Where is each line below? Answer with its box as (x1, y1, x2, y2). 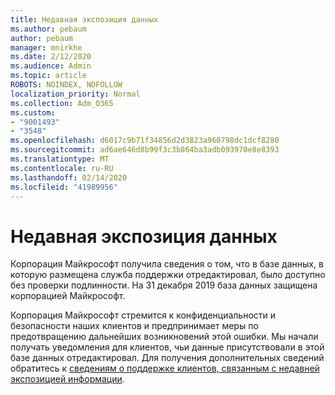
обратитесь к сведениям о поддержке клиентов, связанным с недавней (10, 362, 320, 375)
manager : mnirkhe (10, 42, 83, 53)
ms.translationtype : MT (10, 154, 110, 164)
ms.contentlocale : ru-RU (10, 163, 114, 173)
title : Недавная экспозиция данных (10, 14, 159, 25)
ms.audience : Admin (10, 61, 92, 71)
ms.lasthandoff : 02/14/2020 (10, 172, 128, 183)
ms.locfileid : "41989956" (10, 182, 118, 192)
